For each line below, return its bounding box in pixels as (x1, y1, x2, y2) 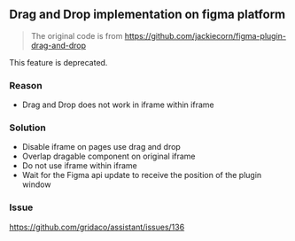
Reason (9, 79, 43, 91)
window (21, 179, 51, 190)
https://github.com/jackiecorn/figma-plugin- (124, 30, 286, 41)
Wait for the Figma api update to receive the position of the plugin (21, 170, 262, 181)
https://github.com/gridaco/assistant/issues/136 (9, 222, 185, 232)
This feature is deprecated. (9, 57, 108, 67)
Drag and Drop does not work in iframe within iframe (21, 99, 214, 110)
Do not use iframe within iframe (21, 160, 137, 171)
